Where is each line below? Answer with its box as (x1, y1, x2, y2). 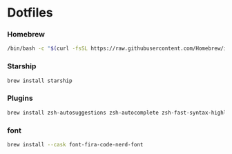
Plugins (7, 93, 33, 103)
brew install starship (7, 77, 72, 84)
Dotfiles (7, 5, 53, 21)
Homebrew (7, 30, 45, 39)
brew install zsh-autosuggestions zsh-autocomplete (7, 109, 159, 116)
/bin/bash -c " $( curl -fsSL (7, 45, 88, 52)
